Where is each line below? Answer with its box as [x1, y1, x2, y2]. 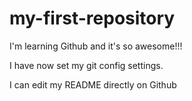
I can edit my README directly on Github [9, 78, 177, 91]
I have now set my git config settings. [9, 59, 164, 71]
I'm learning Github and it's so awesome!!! [9, 40, 183, 52]
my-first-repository [9, 7, 176, 30]
